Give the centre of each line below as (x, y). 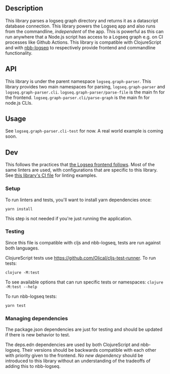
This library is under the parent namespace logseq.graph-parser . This (78, 81)
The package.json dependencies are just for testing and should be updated (84, 329)
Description (24, 8)
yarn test (16, 305)
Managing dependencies (37, 318)
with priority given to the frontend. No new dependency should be (74, 356)
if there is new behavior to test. (38, 335)
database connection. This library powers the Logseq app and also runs (80, 26)
